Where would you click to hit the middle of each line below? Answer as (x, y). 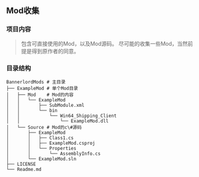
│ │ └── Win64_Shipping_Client (62, 116)
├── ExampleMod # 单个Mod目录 (42, 88)
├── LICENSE (21, 164)
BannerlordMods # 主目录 (36, 82)
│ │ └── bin (32, 110)
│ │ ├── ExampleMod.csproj (51, 143)
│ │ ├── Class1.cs (40, 138)
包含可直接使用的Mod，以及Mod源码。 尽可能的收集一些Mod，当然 (104, 43)
